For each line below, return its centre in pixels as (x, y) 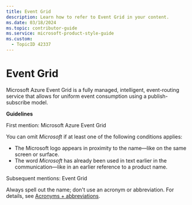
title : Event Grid (28, 11)
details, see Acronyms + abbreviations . (53, 196)
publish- (158, 96)
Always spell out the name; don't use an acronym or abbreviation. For (90, 190)
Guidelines (20, 114)
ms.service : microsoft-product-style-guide (60, 34)
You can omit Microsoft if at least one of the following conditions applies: (94, 137)
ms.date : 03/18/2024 (31, 22)
